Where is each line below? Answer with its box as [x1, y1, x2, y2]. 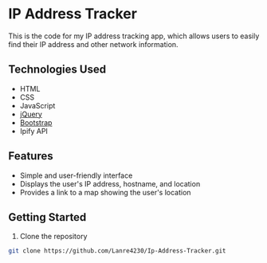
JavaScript [19, 100, 56, 110]
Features [8, 149, 53, 163]
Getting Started [8, 210, 87, 224]
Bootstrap [19, 117, 53, 128]
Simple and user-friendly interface [19, 171, 133, 180]
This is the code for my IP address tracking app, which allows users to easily [8, 31, 260, 41]
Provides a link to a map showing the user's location [19, 187, 191, 197]
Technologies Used [8, 63, 106, 77]
